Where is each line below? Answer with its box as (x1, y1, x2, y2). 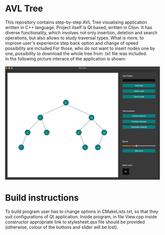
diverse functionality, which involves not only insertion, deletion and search (5, 29, 158, 35)
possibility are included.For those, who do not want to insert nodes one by (5, 45, 156, 51)
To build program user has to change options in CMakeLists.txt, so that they (5, 208, 159, 214)
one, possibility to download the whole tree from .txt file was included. (5, 50, 147, 57)
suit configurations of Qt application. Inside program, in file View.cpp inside (5, 213, 157, 219)
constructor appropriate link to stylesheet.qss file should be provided (5, 219, 145, 225)
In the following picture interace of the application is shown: (5, 56, 126, 61)
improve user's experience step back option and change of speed (5, 40, 138, 46)
